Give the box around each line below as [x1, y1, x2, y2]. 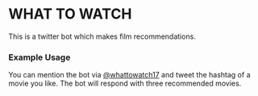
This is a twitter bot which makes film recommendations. [8, 31, 196, 41]
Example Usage [8, 52, 71, 63]
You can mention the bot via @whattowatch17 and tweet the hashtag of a [8, 70, 251, 80]
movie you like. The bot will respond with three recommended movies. [8, 78, 242, 89]
